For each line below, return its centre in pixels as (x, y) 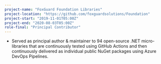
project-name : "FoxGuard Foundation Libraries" (54, 9)
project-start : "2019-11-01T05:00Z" (41, 18)
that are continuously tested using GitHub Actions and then (88, 46)
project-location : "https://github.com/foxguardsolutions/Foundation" (77, 14)
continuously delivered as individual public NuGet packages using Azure (84, 51)
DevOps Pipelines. (30, 56)
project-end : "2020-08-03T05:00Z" (40, 23)
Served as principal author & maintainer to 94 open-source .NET (76, 41)
